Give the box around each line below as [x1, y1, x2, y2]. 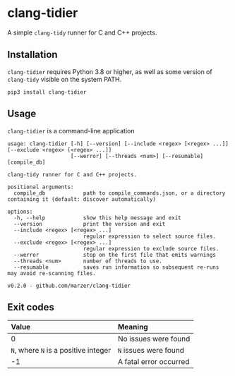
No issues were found [117, 334, 191, 344]
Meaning [117, 322, 148, 332]
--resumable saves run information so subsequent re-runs [13, 263, 219, 271]
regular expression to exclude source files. [83, 245, 219, 252]
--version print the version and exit [13, 220, 166, 227]
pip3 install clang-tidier [7, 88, 87, 96]
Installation [7, 49, 58, 61]
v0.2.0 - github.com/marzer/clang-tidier [7, 282, 131, 289]
